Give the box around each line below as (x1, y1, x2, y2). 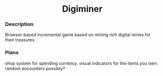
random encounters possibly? (5, 65, 65, 71)
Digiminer (62, 3, 103, 15)
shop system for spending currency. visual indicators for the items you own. (5, 60, 158, 66)
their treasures (5, 37, 35, 43)
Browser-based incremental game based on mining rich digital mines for (5, 32, 151, 38)
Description (5, 21, 34, 28)
